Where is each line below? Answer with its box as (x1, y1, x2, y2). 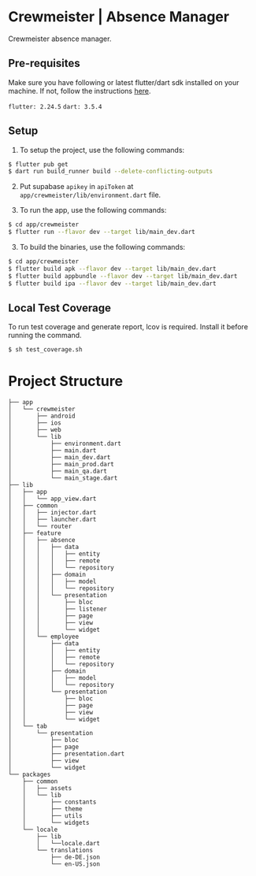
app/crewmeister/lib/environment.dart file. (19, 190, 161, 200)
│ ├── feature (8, 529, 61, 537)
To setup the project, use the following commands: (19, 145, 185, 154)
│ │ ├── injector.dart (8, 509, 97, 517)
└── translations (36, 847, 93, 855)
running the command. (8, 331, 82, 340)
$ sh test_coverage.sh (8, 346, 83, 354)
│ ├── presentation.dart (8, 750, 125, 758)
